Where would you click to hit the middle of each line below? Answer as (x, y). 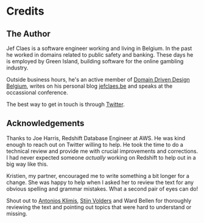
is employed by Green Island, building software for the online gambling (95, 61)
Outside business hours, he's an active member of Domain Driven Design (98, 80)
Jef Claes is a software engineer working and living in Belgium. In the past (99, 48)
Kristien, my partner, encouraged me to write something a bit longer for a (98, 175)
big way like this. (27, 164)
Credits (25, 11)
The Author (28, 34)
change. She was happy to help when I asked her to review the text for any (100, 182)
